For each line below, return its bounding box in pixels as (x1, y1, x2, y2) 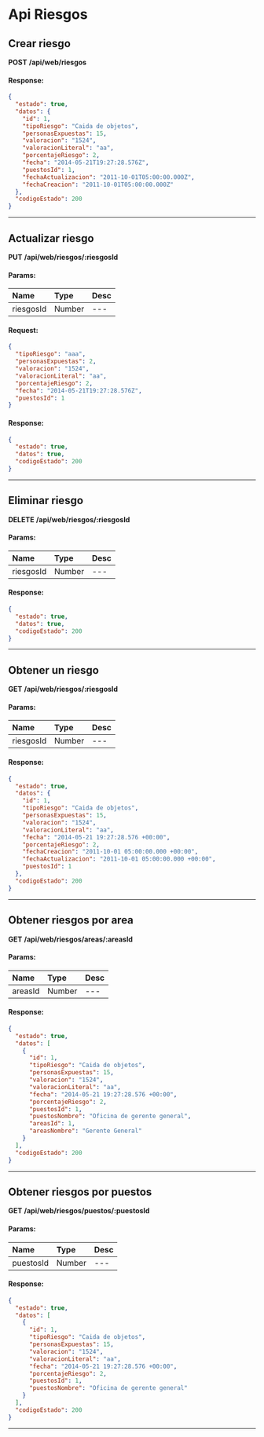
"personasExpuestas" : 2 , (15, 357, 97, 366)
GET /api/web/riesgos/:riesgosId (8, 685, 119, 694)
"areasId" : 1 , (28, 1120, 76, 1128)
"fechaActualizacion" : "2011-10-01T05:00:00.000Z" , (22, 173, 195, 181)
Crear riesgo (8, 37, 71, 50)
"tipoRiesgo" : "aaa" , (15, 350, 86, 358)
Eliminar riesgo (8, 494, 84, 507)
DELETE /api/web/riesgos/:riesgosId (8, 514, 130, 524)
